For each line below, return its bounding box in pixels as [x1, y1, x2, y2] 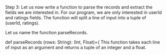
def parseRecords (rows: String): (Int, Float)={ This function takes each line [5, 39, 160, 45]
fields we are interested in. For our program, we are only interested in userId [5, 9, 162, 15]
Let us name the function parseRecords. [5, 30, 88, 35]
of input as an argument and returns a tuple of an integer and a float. [5, 45, 146, 50]
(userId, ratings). [5, 20, 40, 26]
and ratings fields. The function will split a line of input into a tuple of [5, 15, 146, 20]
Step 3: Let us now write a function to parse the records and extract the [5, 4, 152, 10]
